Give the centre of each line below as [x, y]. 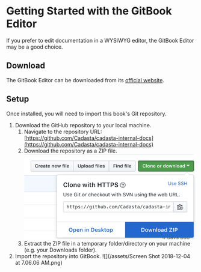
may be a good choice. [35, 47]
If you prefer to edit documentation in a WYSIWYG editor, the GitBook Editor [100, 40]
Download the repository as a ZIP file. [70, 151]
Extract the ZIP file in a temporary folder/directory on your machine [107, 244]
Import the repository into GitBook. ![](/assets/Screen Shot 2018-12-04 [103, 256]
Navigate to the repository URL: [63, 131]
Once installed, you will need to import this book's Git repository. [86, 113]
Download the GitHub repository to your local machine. [83, 125]
